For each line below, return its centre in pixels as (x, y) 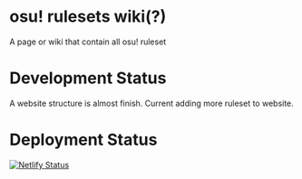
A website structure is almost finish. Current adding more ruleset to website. (152, 103)
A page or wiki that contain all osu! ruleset (88, 42)
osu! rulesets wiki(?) (88, 17)
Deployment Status (83, 140)
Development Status (88, 78)
